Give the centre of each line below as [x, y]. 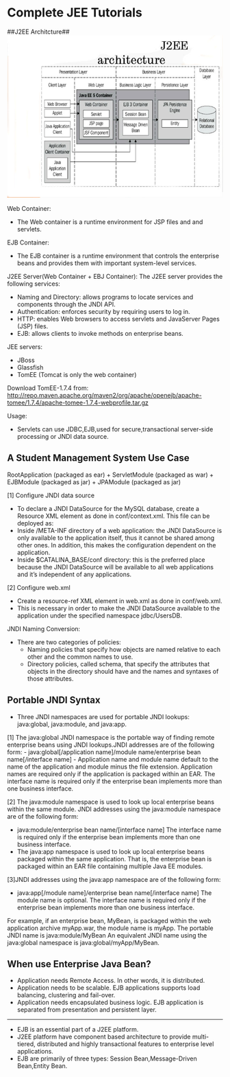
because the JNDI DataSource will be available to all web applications [115, 567]
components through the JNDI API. [66, 304]
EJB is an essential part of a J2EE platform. [78, 1030]
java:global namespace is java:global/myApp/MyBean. [83, 942]
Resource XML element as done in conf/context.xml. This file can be [113, 516]
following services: [34, 284]
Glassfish [30, 367]
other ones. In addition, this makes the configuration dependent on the [116, 545]
